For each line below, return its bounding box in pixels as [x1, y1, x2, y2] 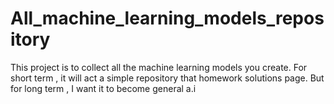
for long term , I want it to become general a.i [10, 82, 197, 94]
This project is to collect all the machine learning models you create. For [10, 61, 308, 73]
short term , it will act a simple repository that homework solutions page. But [10, 72, 325, 84]
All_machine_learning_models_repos [10, 7, 325, 30]
